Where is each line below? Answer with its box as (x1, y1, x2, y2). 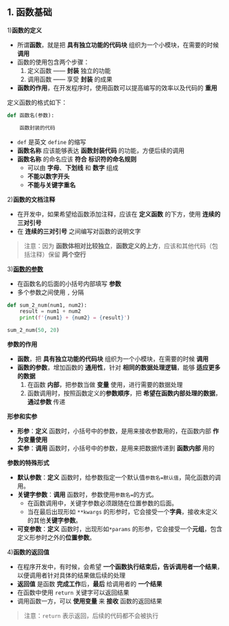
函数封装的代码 (19, 124, 56, 131)
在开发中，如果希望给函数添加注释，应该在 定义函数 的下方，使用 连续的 (16, 210, 221, 218)
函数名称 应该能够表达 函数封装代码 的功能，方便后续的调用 (16, 146, 185, 155)
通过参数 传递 (27, 398, 66, 406)
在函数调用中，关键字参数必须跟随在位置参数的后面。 (27, 499, 178, 507)
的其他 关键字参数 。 (27, 516, 82, 524)
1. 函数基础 (7, 6, 53, 19)
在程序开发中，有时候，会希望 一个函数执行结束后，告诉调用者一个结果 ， (16, 563, 224, 571)
